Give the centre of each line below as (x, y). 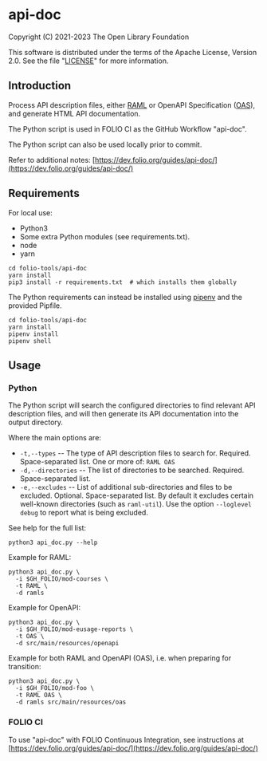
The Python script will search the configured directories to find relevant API (132, 405)
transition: (25, 667)
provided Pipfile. (35, 306)
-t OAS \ (30, 637)
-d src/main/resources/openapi (67, 644)
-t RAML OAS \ (39, 696)
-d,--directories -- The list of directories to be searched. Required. (132, 470)
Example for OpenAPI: (45, 608)
